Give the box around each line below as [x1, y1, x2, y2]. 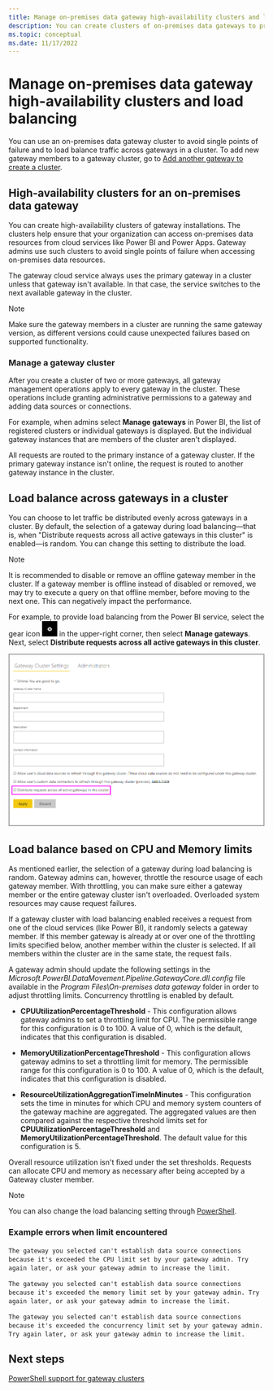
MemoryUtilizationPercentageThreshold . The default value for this [19, 1133, 248, 1143]
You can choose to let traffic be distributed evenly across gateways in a [8, 513, 248, 523]
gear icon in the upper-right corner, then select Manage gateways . [8, 629, 250, 639]
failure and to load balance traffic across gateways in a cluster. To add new [8, 145, 260, 155]
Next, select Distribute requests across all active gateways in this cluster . [8, 637, 261, 647]
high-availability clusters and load [8, 92, 244, 111]
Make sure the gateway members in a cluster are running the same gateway [8, 320, 262, 329]
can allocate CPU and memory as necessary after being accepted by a [8, 1166, 245, 1176]
